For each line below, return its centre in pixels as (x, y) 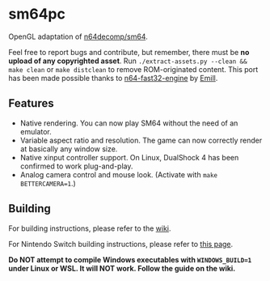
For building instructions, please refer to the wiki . (90, 228)
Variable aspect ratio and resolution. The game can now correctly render (141, 140)
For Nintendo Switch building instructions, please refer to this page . (121, 244)
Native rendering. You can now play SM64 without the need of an (129, 123)
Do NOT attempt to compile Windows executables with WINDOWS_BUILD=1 (130, 259)
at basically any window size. (69, 149)
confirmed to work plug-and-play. (76, 166)
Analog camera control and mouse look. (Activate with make (119, 174)
